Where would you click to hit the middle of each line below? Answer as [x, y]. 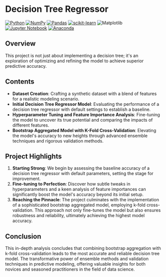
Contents [20, 82]
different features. [31, 125]
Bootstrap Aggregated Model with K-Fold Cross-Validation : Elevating [84, 130]
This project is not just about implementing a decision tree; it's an [72, 55]
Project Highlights [33, 156]
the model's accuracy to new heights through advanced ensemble [80, 136]
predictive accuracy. [26, 66]
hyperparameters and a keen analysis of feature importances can [79, 189]
